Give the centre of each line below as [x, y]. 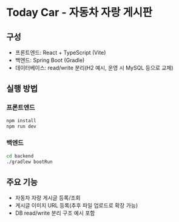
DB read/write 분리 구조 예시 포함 [55, 213]
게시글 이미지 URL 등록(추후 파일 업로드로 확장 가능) [76, 206]
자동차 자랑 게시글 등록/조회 [48, 198]
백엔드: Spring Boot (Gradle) [50, 60]
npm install [21, 120]
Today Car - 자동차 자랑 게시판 [79, 12]
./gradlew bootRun [29, 162]
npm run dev [21, 126]
